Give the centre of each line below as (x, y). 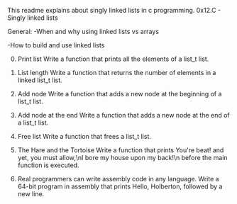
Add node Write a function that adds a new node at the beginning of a (120, 94)
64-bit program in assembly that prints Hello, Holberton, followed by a (120, 186)
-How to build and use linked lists (56, 45)
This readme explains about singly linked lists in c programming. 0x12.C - (114, 10)
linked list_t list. (40, 80)
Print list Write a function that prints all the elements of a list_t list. (113, 59)
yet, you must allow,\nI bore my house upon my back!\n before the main (123, 158)
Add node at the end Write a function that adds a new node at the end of (124, 115)
